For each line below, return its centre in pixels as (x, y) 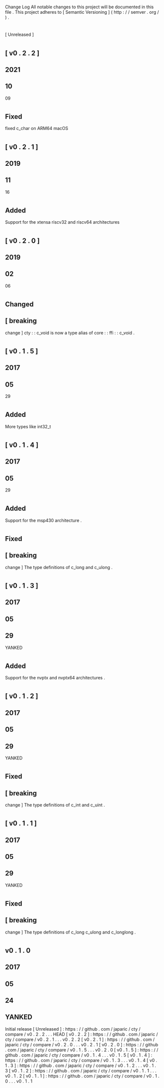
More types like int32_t (28, 426)
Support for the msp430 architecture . (44, 520)
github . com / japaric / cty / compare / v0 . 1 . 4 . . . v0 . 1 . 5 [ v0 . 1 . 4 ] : (79, 1055)
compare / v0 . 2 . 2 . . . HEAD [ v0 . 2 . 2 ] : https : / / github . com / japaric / (82, 1034)
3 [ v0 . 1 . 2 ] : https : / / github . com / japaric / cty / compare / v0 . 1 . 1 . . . (81, 1070)
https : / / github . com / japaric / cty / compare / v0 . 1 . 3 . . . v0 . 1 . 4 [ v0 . (81, 1060)
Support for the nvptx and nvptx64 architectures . (55, 678)
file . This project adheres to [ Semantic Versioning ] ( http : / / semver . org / (82, 12)
